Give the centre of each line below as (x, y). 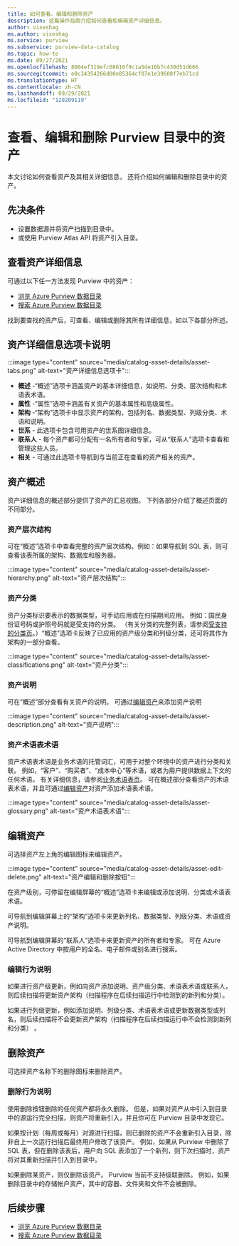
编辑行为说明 (30, 969)
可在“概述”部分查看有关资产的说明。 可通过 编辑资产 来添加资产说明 (105, 702)
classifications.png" (36, 665)
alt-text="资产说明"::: (89, 725)
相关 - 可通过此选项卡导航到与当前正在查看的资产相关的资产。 (108, 457)
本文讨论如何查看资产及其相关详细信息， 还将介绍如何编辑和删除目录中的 (114, 176)
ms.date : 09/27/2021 (38, 61)
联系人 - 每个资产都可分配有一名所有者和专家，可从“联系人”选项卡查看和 (123, 439)
